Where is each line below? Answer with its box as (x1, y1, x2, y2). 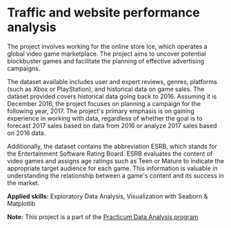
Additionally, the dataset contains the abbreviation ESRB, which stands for (7, 142, 217, 150)
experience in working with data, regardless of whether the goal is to (7, 114, 203, 122)
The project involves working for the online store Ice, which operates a (7, 42, 208, 50)
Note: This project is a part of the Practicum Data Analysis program (7, 212, 199, 221)
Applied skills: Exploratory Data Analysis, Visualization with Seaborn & (7, 191, 208, 200)
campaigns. (7, 64, 41, 72)
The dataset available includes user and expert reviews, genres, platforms (7, 77, 217, 85)
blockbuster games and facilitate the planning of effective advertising (7, 56, 205, 65)
